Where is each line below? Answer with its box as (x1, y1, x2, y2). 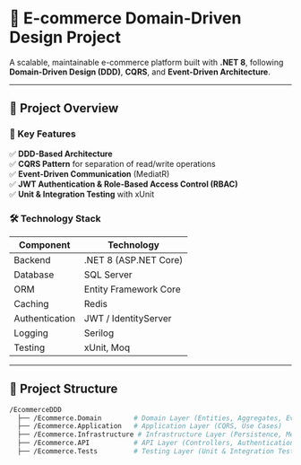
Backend (13, 253, 51, 266)
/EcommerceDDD (9, 405, 63, 414)
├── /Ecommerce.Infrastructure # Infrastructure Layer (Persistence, (17, 430, 282, 439)
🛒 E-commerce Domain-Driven (9, 8, 242, 29)
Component (19, 238, 71, 250)
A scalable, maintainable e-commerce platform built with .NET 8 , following (9, 57, 284, 67)
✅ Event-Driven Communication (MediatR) (9, 168, 170, 179)
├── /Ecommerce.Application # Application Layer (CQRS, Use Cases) (17, 422, 282, 431)
